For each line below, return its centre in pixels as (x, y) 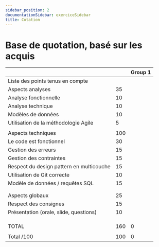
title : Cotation (23, 20)
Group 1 (141, 73)
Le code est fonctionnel (37, 142)
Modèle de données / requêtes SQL (51, 183)
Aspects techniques (32, 133)
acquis (20, 56)
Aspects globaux (28, 196)
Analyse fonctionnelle (34, 98)
